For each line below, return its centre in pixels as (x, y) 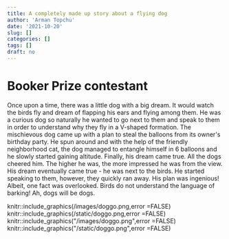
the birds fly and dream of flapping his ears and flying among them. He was (114, 112)
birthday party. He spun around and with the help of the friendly (98, 141)
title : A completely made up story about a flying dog (87, 13)
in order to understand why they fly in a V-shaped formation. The (99, 127)
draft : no (21, 52)
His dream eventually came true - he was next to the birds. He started (106, 171)
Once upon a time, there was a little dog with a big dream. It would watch (111, 105)
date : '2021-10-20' (35, 26)
